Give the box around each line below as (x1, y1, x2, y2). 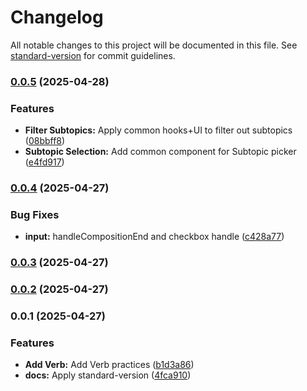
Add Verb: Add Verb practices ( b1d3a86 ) (24, 359, 195, 371)
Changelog (10, 6, 104, 29)
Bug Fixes (10, 208, 60, 221)
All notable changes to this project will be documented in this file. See (10, 39, 298, 51)
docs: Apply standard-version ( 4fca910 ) (24, 369, 192, 381)
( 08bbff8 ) (24, 135, 66, 147)
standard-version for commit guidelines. (10, 49, 176, 61)
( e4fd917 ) (24, 156, 65, 168)
